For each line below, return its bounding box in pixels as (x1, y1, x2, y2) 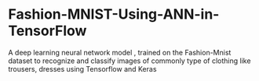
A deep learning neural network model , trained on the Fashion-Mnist (8, 48, 232, 57)
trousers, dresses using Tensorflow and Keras (8, 64, 157, 73)
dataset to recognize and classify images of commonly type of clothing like (8, 56, 251, 65)
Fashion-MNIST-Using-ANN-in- (8, 5, 220, 23)
